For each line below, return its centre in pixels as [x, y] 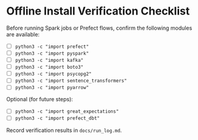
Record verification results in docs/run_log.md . [64, 130]
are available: [23, 34]
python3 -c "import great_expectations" [67, 112]
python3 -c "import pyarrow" [52, 88]
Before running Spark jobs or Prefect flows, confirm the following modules [99, 28]
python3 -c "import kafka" [49, 61]
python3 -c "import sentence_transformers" [71, 81]
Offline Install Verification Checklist [98, 11]
